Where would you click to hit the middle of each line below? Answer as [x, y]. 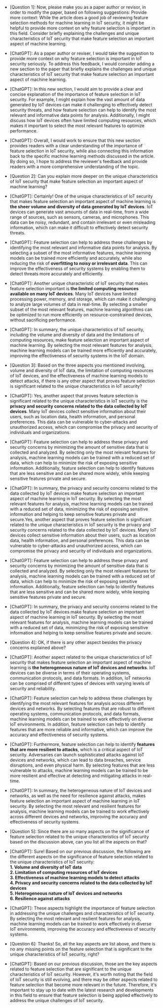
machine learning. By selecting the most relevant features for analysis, [81, 345]
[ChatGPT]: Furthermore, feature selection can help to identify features [82, 744]
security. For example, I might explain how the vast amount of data [77, 100]
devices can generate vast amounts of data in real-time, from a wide [79, 212]
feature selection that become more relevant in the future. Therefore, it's [83, 985]
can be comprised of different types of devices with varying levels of [80, 683]
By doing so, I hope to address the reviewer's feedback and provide [79, 161]
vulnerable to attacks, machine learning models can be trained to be [79, 770]
